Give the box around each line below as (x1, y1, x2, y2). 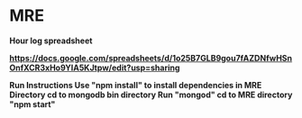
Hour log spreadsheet (9, 35, 93, 46)
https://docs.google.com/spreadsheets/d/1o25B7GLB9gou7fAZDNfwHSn (9, 52, 293, 63)
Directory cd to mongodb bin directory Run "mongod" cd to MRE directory (9, 89, 293, 100)
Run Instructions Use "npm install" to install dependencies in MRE (9, 79, 262, 90)
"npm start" (9, 98, 56, 109)
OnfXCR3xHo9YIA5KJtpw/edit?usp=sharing (9, 62, 180, 73)
